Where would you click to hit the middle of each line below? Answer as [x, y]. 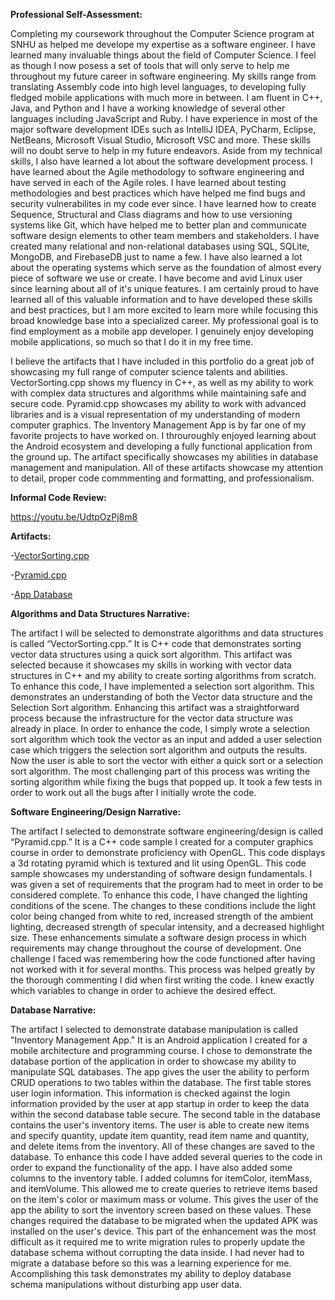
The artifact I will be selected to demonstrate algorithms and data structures [167, 633]
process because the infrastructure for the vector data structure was [152, 718]
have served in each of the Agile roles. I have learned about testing [148, 182]
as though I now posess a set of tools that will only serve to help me [150, 65]
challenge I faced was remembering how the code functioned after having [163, 958]
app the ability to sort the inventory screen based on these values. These [161, 1210]
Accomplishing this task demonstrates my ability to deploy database [151, 1273]
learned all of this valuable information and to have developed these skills [161, 299]
